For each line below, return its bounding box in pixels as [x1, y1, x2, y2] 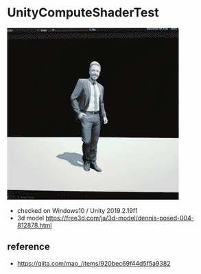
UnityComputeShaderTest [7, 5, 159, 21]
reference [7, 241, 50, 253]
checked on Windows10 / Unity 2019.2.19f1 [16, 206, 139, 214]
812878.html [16, 221, 52, 229]
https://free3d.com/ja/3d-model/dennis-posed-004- [45, 214, 194, 222]
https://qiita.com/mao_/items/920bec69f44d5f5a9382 [16, 259, 171, 267]
